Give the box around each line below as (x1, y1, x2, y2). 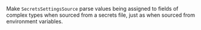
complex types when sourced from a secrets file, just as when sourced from (6, 11, 196, 19)
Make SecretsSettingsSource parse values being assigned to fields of (6, 5, 179, 12)
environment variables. (6, 18, 63, 25)
